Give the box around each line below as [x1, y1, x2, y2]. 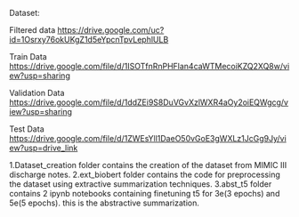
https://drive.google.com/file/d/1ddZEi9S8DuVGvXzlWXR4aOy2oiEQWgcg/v [9, 97, 289, 108]
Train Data [9, 52, 47, 61]
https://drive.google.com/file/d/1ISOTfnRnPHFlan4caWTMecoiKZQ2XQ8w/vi [9, 61, 290, 71]
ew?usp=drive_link [9, 142, 78, 153]
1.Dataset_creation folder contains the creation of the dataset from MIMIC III [9, 160, 287, 170]
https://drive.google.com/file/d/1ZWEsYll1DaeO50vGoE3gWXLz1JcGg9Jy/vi [9, 133, 287, 143]
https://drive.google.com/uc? [57, 25, 165, 35]
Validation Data [9, 88, 65, 98]
